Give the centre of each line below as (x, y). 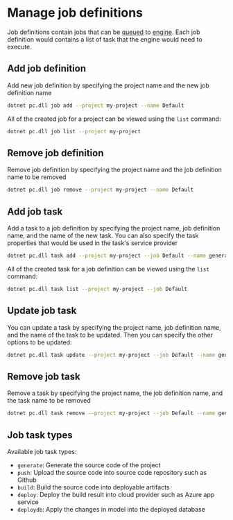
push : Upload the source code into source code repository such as (112, 472)
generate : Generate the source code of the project (89, 465)
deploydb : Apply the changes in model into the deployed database (111, 509)
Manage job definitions (75, 13)
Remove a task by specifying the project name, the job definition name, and (115, 393)
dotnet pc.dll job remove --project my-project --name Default (101, 190)
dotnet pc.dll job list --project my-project (74, 131)
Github (27, 480)
